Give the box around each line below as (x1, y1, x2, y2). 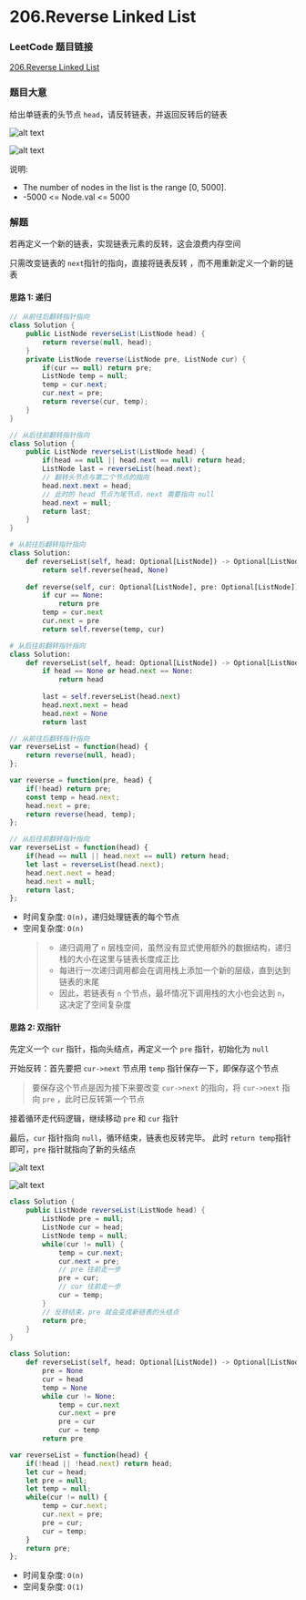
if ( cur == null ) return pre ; (42, 363, 153, 373)
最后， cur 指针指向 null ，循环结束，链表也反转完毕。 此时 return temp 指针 (9, 1133, 291, 1144)
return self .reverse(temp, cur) (42, 624, 166, 634)
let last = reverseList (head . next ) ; (25, 859, 166, 869)
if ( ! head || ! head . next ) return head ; (25, 1459, 173, 1468)
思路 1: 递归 (9, 292, 52, 303)
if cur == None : (42, 590, 104, 600)
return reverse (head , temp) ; (25, 809, 137, 819)
